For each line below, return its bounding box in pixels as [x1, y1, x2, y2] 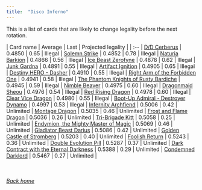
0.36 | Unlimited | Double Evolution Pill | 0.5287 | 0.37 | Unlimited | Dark [6, 139, 184, 146]
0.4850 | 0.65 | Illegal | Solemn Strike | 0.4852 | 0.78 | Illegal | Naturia [6, 49, 179, 57]
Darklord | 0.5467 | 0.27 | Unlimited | [6, 152, 98, 159]
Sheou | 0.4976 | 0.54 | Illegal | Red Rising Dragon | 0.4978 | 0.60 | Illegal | [6, 88, 191, 95]
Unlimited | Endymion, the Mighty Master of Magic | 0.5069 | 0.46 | [6, 120, 173, 127]
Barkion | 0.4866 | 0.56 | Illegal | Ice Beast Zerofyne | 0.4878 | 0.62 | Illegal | [6, 56, 196, 63]
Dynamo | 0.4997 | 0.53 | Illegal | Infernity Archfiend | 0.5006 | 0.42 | [6, 100, 178, 108]
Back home [6, 177, 35, 185]
